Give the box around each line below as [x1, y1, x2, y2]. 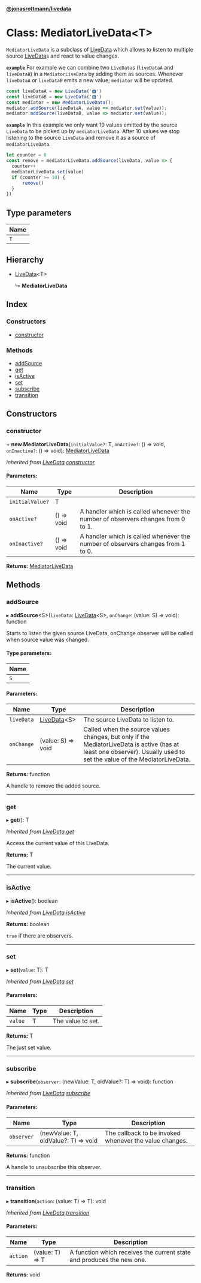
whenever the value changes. [105, 1136, 188, 1144]
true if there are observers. [6, 932, 74, 939]
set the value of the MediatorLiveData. [83, 755, 191, 764]
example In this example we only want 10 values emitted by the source [6, 121, 178, 128]
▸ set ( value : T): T [6, 966, 49, 973]
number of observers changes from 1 [80, 539, 185, 548]
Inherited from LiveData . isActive [6, 909, 86, 916]
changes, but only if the [83, 732, 150, 741]
